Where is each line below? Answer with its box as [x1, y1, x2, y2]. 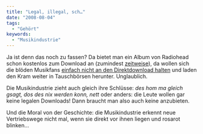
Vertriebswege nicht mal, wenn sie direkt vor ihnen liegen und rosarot [6, 115, 181, 123]
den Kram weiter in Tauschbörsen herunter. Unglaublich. [6, 73, 148, 80]
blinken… [6, 122, 29, 129]
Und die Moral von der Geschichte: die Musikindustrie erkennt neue [6, 109, 176, 116]
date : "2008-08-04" [6, 14, 56, 21]
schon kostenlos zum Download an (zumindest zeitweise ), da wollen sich [6, 60, 190, 67]
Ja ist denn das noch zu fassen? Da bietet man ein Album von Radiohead [6, 54, 189, 60]
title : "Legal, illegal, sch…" [6, 8, 86, 15]
